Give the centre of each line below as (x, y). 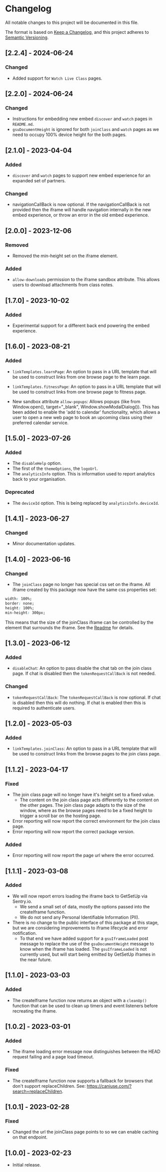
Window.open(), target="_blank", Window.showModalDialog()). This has (86, 407)
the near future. (36, 959)
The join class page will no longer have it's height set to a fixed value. (83, 794)
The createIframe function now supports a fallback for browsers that (83, 1081)
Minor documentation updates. (44, 544)
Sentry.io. (22, 901)
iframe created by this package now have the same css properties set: (84, 590)
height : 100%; (20, 608)
